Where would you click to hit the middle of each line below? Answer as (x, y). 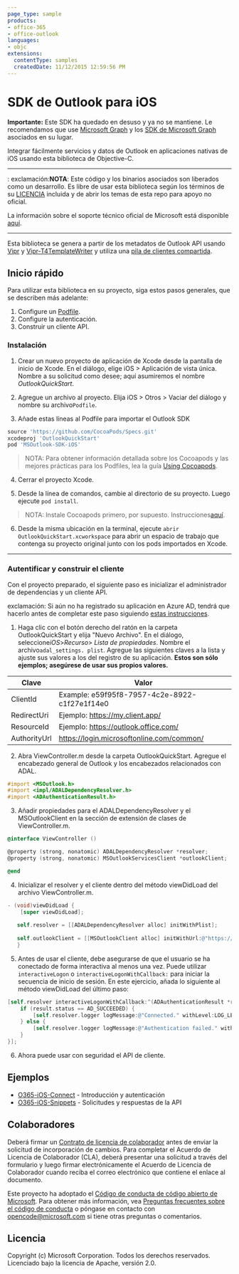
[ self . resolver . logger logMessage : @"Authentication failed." (126, 1028)
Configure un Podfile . (49, 312)
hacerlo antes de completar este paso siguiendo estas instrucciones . (108, 614)
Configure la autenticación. (57, 319)
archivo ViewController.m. (55, 892)
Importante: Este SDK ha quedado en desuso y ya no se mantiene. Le (110, 122)
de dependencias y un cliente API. (58, 592)
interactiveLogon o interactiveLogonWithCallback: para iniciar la (113, 974)
